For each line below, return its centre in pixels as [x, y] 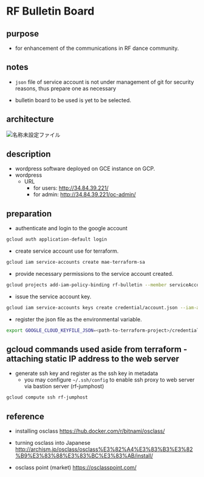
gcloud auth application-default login [57, 239]
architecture [30, 119]
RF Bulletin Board [50, 11]
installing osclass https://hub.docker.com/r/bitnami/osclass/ [90, 431]
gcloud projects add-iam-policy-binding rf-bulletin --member [87, 285]
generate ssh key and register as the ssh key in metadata [87, 373]
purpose [23, 34]
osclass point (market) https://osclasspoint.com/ [76, 468]
